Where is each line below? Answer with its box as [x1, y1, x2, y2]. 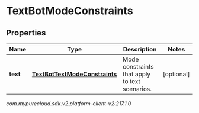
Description [123, 46, 157, 53]
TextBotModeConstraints [6, 4, 133, 18]
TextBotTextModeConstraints [31, 70, 117, 78]
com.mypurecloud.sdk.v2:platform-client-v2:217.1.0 [6, 100, 131, 107]
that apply [122, 70, 151, 78]
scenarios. [122, 85, 152, 93]
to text [122, 78, 141, 85]
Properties [6, 28, 46, 38]
